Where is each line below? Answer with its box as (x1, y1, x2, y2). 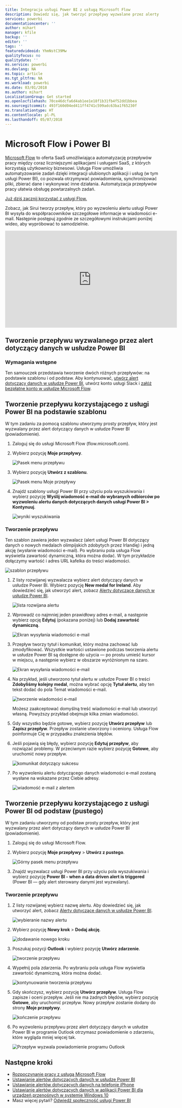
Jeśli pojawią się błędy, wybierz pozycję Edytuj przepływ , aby (12, 741, 139, 747)
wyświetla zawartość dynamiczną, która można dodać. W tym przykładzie (5, 553, 156, 559)
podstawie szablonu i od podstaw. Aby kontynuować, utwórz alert (5, 375, 138, 381)
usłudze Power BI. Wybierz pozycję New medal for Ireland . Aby (12, 582, 141, 588)
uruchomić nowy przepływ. (12, 751, 67, 757)
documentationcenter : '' (5, 21, 56, 26)
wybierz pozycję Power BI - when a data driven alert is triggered (12, 874, 145, 880)
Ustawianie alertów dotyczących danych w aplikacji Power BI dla (12, 1087, 143, 1093)
